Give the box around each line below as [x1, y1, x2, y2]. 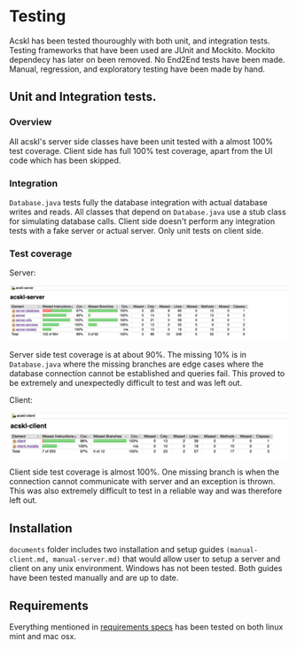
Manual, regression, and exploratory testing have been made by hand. [9, 64, 266, 74]
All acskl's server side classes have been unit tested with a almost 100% [9, 135, 273, 147]
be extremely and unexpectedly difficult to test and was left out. [9, 377, 242, 388]
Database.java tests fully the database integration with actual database [9, 197, 269, 207]
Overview [9, 116, 52, 128]
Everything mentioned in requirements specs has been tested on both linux [9, 622, 284, 632]
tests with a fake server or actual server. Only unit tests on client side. [9, 225, 264, 236]
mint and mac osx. [9, 630, 77, 641]
